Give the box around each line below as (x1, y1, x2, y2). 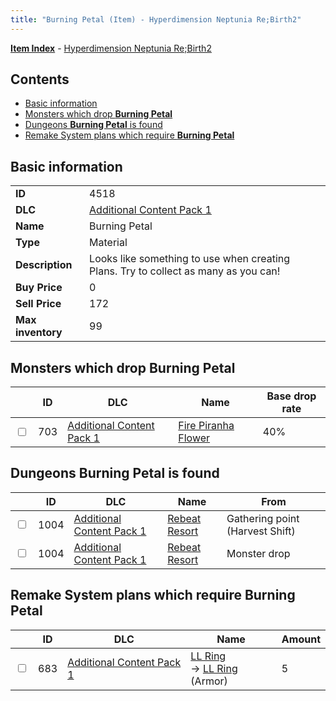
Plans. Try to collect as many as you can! (89, 264, 281, 278)
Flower (178, 431, 211, 445)
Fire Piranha (178, 419, 235, 433)
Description (15, 258, 73, 272)
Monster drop (226, 546, 291, 560)
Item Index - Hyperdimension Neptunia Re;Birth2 (10, 42, 212, 54)
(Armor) (190, 674, 228, 688)
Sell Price (15, 297, 62, 311)
